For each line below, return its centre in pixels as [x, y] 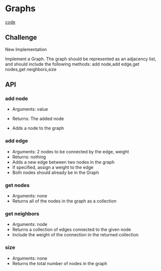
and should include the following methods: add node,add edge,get [72, 64]
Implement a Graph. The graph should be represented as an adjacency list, [80, 59]
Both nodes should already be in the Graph [55, 172]
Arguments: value [30, 109]
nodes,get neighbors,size [31, 69]
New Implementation [26, 49]
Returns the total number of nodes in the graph [60, 263]
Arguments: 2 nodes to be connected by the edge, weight [70, 151]
